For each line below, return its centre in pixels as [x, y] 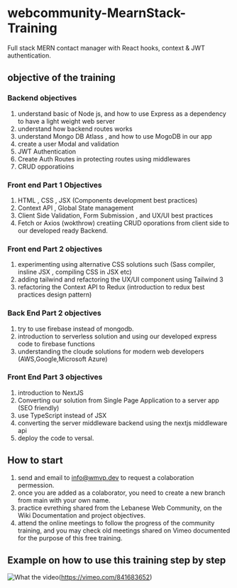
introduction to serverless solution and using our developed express [117, 336]
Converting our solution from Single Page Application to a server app [118, 400]
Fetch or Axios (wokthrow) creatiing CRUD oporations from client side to [123, 223]
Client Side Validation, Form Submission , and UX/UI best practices [115, 215]
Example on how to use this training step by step [117, 561]
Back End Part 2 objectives [54, 313]
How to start [35, 460]
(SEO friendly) [38, 407]
